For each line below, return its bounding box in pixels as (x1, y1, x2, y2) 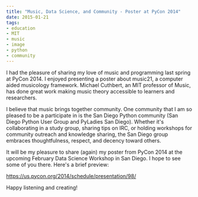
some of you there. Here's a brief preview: (6, 161, 109, 168)
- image (6, 42, 25, 48)
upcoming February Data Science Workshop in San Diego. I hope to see (6, 154, 181, 162)
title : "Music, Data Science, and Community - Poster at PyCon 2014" (6, 8, 181, 15)
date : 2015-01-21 (6, 14, 49, 20)
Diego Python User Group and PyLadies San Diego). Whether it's (6, 118, 164, 125)
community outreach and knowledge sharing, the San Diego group (6, 131, 168, 138)
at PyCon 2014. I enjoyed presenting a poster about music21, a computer (6, 75, 183, 82)
